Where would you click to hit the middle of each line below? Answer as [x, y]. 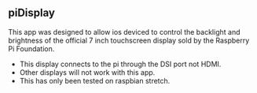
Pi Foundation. [31, 48]
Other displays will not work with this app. [87, 72]
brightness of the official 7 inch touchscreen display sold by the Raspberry [129, 40]
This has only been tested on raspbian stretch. [95, 80]
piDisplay [31, 13]
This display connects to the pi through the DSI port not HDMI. [120, 64]
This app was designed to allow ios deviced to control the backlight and [124, 32]
